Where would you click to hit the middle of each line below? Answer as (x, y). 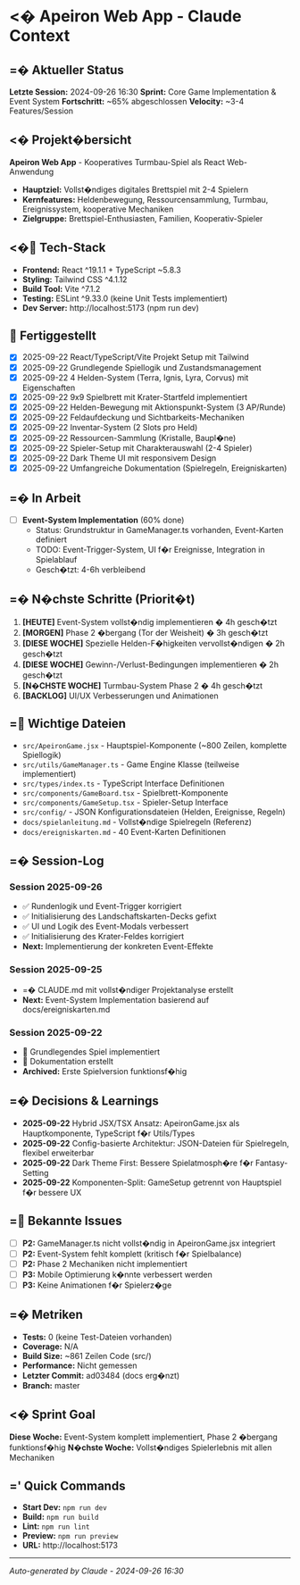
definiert (51, 539)
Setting (35, 1172)
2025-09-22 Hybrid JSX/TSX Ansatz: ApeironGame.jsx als (131, 1123)
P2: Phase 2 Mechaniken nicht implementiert (104, 1264)
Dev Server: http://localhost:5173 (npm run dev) (110, 307)
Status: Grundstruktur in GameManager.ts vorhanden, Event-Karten (159, 530)
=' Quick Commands (67, 1485)
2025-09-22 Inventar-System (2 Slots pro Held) (110, 427)
